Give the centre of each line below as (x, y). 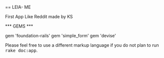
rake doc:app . (21, 50)
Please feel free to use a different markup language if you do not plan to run (82, 45)
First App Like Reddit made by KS (39, 16)
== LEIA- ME (18, 7)
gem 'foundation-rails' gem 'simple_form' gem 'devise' (61, 36)
